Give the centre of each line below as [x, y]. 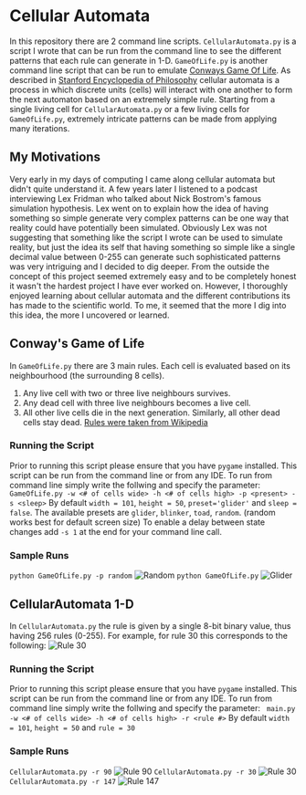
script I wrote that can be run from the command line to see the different [145, 50]
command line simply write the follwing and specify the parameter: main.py [153, 708]
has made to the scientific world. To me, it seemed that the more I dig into [148, 305]
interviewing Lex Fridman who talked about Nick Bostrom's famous [136, 198]
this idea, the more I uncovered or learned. [90, 315]
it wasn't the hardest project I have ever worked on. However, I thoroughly [149, 286]
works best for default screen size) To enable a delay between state [137, 522]
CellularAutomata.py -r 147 [63, 781]
